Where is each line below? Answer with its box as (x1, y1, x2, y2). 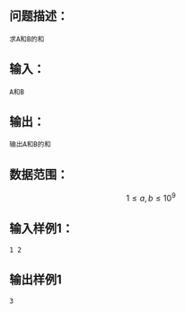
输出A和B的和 (9, 140, 51, 149)
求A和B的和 (9, 34, 45, 43)
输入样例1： (9, 221, 75, 237)
